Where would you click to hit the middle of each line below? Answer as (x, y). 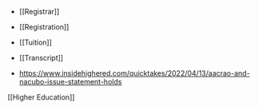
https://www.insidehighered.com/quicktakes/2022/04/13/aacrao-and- (135, 73)
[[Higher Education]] (41, 97)
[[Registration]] (44, 27)
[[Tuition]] (36, 42)
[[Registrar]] (39, 12)
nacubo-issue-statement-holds (70, 82)
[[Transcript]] (41, 58)
